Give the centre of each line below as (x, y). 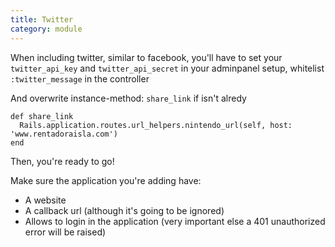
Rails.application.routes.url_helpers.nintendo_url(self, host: (156, 125)
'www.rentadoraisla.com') (64, 134)
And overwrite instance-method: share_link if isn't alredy (128, 98)
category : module (46, 29)
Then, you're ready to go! (62, 161)
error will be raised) (65, 232)
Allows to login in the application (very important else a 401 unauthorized (175, 221)
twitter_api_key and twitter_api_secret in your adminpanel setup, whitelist (167, 68)
